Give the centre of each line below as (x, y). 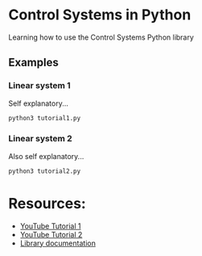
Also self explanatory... (46, 156)
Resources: (47, 203)
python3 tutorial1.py (45, 118)
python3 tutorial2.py (45, 171)
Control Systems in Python (100, 15)
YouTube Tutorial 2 (51, 234)
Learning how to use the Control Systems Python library (101, 37)
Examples (33, 63)
